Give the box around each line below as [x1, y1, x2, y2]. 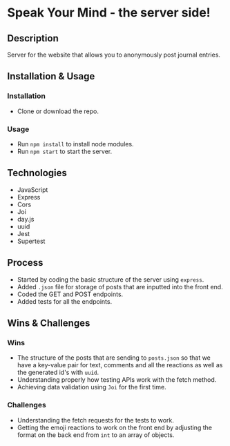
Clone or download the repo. [17, 107, 99, 115]
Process [7, 257, 44, 269]
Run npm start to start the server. [17, 147, 113, 155]
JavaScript [17, 185, 48, 194]
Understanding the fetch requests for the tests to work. [17, 416, 175, 424]
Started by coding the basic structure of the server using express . [17, 275, 204, 284]
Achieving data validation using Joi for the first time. [17, 383, 167, 391]
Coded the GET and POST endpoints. [17, 290, 124, 298]
